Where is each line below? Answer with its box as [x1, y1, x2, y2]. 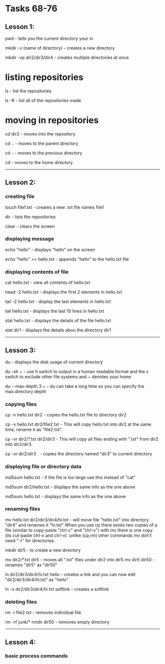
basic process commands [5, 653, 68, 660]
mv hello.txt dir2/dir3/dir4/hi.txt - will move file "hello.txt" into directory [5, 517, 149, 523]
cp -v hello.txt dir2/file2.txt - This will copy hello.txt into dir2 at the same [5, 421, 152, 427]
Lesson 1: [5, 23, 34, 31]
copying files [5, 401, 37, 408]
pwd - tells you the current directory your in [5, 35, 93, 41]
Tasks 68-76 [5, 3, 57, 14]
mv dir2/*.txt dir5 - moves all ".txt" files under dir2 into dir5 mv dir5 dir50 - [5, 556, 155, 562]
